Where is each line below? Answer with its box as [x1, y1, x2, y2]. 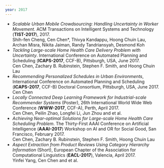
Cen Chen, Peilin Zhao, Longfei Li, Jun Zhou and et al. [12, 110, 122, 116]
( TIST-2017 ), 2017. [12, 31, 50, 37]
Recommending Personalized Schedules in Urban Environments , [12, 73, 144, 79]
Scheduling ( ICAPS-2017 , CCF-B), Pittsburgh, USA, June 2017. [12, 57, 140, 63]
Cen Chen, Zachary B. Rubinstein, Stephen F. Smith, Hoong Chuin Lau [12, 136, 155, 142]
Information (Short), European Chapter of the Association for [12, 147, 136, 153]
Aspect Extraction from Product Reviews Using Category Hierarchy [12, 141, 150, 147]
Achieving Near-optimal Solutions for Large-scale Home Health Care [12, 115, 153, 121]
